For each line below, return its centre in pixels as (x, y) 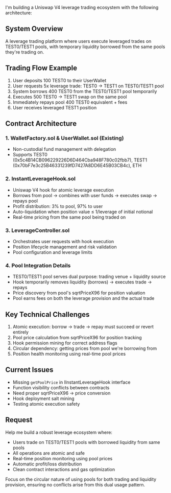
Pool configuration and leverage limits (53, 252)
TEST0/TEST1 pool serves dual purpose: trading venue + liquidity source (89, 277)
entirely (21, 332)
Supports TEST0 (30, 155)
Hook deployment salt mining (44, 398)
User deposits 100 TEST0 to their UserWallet (59, 80)
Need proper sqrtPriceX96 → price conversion (62, 393)
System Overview (34, 29)
